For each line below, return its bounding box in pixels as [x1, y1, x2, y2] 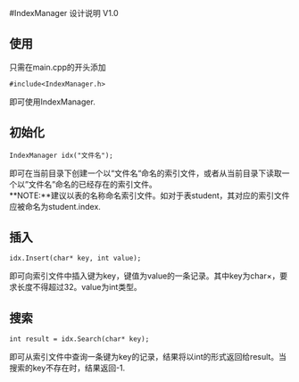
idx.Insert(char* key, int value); [9, 253, 142, 263]
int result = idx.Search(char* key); [9, 335, 150, 344]
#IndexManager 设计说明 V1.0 [9, 8, 119, 18]
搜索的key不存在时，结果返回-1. [9, 362, 126, 373]
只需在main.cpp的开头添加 [9, 62, 106, 72]
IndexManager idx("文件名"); [9, 151, 114, 160]
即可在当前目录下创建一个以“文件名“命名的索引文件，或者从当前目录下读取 [9, 168, 283, 179]
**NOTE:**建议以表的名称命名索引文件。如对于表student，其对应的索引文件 [9, 190, 290, 201]
